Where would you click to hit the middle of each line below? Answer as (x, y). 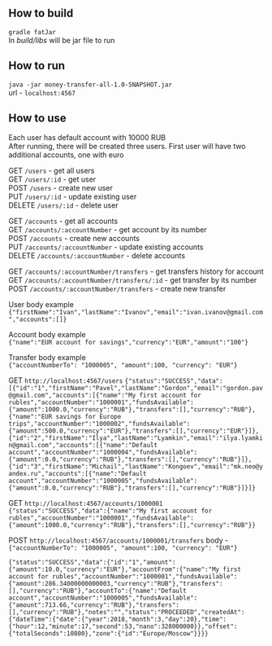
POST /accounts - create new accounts (74, 239)
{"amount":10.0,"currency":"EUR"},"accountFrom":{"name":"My (114, 569)
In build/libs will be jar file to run (62, 40)
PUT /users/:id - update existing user (73, 197)
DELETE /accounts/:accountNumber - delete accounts (97, 256)
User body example (41, 305)
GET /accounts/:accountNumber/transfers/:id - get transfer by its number (133, 280)
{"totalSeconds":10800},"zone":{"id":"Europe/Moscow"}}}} (108, 634)
